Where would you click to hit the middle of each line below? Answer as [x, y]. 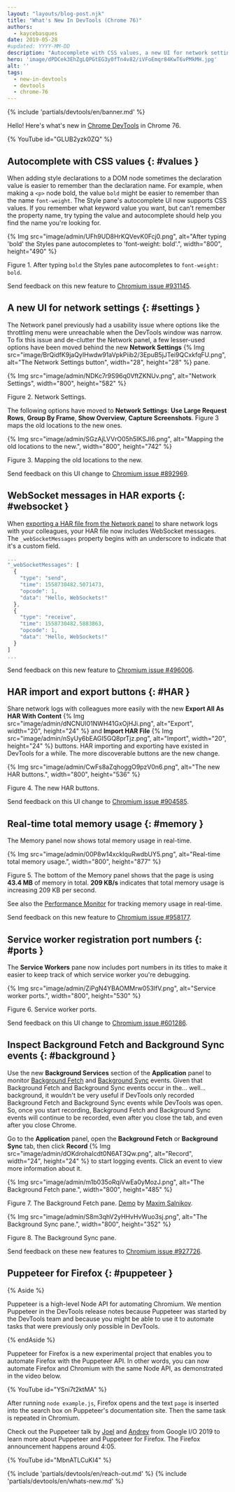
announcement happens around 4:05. [62, 1446]
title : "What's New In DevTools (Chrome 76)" [74, 20]
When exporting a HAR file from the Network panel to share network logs [113, 523]
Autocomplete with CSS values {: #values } [103, 161]
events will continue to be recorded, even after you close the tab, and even [115, 1117]
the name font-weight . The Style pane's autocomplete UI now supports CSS [117, 200]
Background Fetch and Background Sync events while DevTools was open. [115, 1103]
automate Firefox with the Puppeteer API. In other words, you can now [108, 1361]
